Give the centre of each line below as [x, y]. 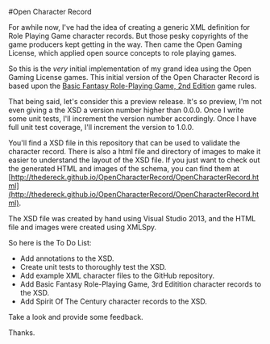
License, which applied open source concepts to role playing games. [123, 53]
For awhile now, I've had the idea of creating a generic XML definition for [129, 27]
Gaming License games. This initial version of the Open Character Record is [134, 77]
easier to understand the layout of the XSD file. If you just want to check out [134, 160]
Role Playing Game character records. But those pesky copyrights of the [128, 36]
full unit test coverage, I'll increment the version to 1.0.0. [101, 127]
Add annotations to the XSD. [67, 258]
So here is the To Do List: [50, 243]
